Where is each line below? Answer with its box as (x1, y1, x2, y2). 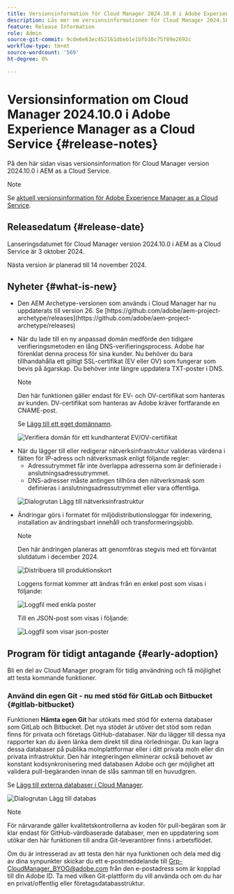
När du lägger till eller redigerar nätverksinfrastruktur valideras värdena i (17, 447, 226, 455)
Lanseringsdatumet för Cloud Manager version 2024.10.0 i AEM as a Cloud (7, 240, 221, 248)
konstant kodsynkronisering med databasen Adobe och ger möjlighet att (7, 760, 214, 769)
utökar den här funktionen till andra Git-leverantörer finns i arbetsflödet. (7, 836, 213, 845)
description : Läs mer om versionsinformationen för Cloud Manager (7, 17, 204, 24)
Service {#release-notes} (7, 136, 159, 152)
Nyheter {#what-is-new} (7, 280, 118, 293)
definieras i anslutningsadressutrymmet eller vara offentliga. (27, 484, 201, 492)
